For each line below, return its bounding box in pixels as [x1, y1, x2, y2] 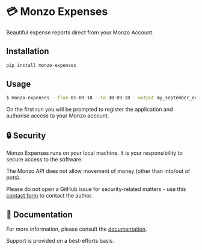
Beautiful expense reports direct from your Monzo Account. [6, 28, 155, 36]
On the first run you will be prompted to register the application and [6, 106, 173, 113]
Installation [6, 46, 49, 57]
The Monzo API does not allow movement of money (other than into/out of [6, 167, 191, 175]
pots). [6, 174, 21, 181]
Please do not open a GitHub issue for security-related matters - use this [6, 186, 186, 193]
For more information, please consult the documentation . [6, 225, 147, 233]
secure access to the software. [6, 156, 83, 163]
